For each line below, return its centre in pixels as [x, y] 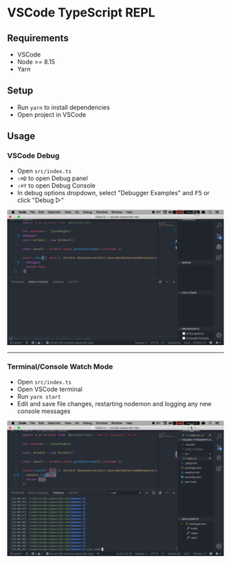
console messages [44, 411]
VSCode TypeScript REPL [81, 13]
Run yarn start [39, 396]
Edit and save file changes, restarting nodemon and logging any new [114, 404]
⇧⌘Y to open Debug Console [56, 185]
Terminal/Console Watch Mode [60, 367]
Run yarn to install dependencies [63, 107]
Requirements [38, 38]
